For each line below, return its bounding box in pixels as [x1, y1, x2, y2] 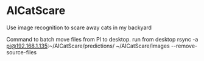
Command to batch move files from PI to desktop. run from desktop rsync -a [6, 35, 199, 43]
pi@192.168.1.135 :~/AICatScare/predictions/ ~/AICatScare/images [6, 42, 170, 49]
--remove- [171, 42, 198, 49]
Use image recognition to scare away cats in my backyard [6, 24, 152, 31]
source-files [6, 48, 37, 56]
